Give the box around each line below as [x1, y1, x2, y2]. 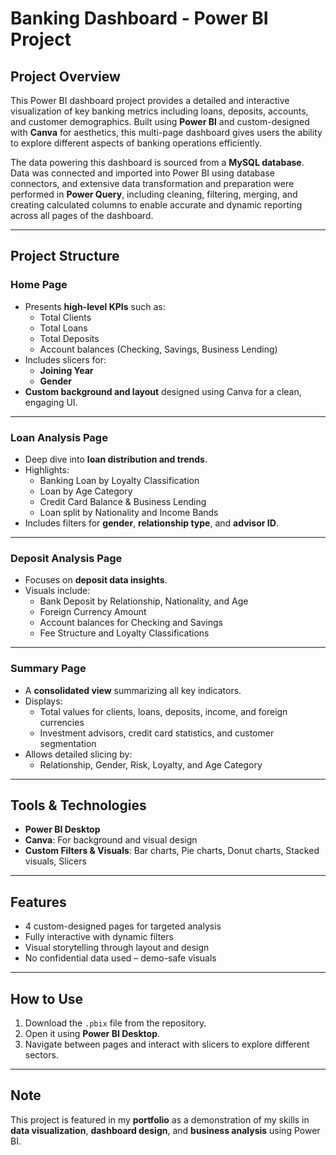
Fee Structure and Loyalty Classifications [39, 627, 210, 639]
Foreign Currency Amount [39, 606, 147, 618]
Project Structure [10, 248, 120, 265]
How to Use [10, 990, 84, 1007]
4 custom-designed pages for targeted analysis [24, 920, 222, 932]
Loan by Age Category [39, 485, 133, 497]
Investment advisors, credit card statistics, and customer [39, 727, 275, 739]
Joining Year [39, 364, 94, 376]
